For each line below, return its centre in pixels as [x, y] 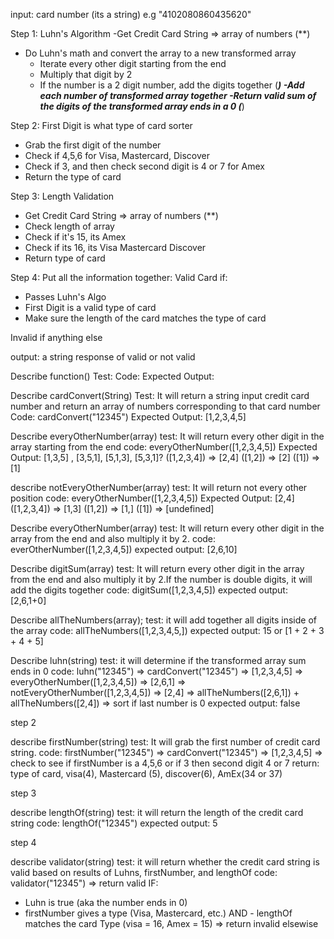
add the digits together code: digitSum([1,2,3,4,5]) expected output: [149, 590]
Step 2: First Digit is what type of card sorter [101, 125]
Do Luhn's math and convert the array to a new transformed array [160, 53]
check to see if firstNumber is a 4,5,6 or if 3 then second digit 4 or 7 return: [165, 763]
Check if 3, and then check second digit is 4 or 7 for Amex [144, 166]
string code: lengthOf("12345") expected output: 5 [114, 823]
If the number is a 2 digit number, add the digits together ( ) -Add [172, 85]
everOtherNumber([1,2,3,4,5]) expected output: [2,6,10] [124, 549]
